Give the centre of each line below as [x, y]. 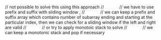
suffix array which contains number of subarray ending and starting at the [79, 17]
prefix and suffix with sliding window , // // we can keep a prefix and [80, 12]
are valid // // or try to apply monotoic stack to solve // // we [79, 27]
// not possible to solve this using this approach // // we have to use [80, 7]
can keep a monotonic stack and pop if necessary [55, 33]
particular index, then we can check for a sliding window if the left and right [80, 22]
